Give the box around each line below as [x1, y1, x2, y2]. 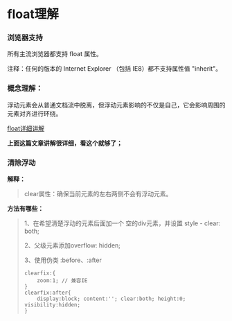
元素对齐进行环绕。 [7, 109, 62, 118]
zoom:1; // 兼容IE [37, 277, 88, 284]
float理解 [7, 6, 59, 22]
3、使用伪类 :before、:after [24, 256, 102, 264]
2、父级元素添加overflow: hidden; [24, 241, 121, 250]
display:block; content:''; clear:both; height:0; [37, 295, 186, 302]
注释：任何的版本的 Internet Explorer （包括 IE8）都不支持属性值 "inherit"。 [7, 64, 222, 73]
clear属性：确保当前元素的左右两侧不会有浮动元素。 [24, 190, 172, 198]
